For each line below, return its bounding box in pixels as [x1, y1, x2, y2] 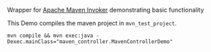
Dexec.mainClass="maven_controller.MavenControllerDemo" [7, 38, 173, 45]
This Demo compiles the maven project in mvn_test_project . [7, 19, 177, 27]
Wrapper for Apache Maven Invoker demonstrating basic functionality [7, 6, 204, 14]
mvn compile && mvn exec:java [7, 32, 94, 39]
